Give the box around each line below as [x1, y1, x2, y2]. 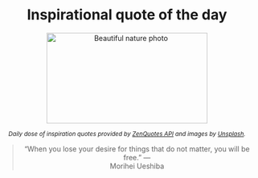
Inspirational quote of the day [27, 6, 227, 24]
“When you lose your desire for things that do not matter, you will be [23, 143, 251, 154]
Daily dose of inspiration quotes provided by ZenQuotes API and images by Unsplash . [8, 130, 246, 138]
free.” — [123, 152, 151, 162]
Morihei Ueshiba [109, 161, 165, 171]
